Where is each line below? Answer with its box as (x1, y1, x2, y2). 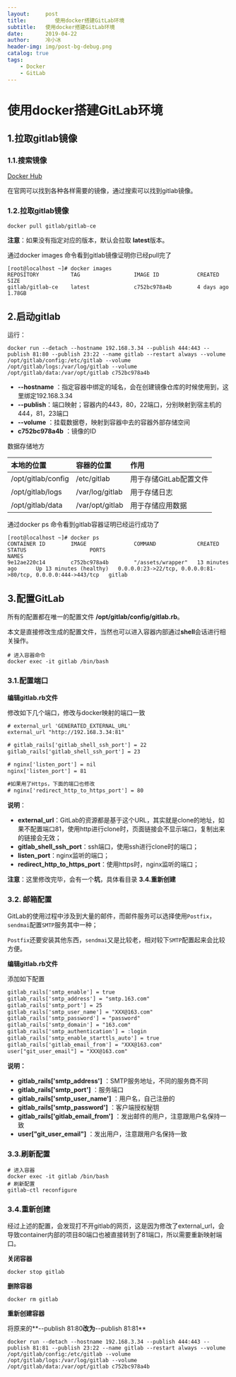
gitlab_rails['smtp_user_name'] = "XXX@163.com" (7, 1009, 153, 1016)
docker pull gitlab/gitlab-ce (7, 222, 97, 230)
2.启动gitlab (7, 310, 61, 323)
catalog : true (7, 50, 49, 57)
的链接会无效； (17, 833, 61, 842)
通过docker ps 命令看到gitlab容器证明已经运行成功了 (7, 521, 160, 529)
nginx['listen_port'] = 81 (7, 767, 87, 774)
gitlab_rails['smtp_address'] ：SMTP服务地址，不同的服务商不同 (17, 1076, 208, 1085)
